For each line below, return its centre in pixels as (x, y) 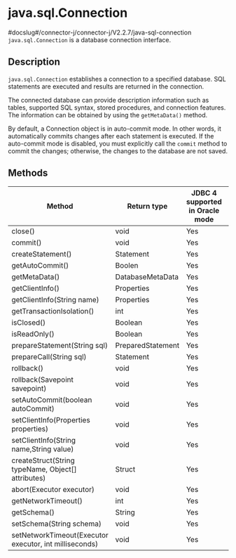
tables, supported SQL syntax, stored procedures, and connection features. (117, 108)
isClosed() (29, 323)
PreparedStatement (147, 345)
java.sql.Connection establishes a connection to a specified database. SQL (117, 79)
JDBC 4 (204, 193)
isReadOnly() (33, 334)
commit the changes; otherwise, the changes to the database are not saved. (118, 151)
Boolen (127, 265)
